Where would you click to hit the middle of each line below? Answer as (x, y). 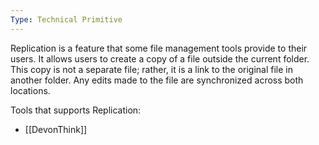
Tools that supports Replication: (76, 110)
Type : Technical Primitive (66, 19)
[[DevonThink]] (56, 129)
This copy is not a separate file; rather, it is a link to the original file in (152, 69)
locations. (30, 90)
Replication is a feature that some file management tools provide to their (159, 48)
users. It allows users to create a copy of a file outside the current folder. (160, 58)
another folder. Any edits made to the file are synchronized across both (157, 80)
